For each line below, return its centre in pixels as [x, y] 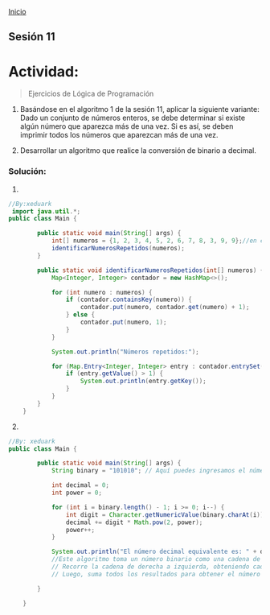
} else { [80, 315]
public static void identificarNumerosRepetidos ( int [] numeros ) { [151, 270]
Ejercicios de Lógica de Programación [91, 94]
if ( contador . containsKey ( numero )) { [129, 300]
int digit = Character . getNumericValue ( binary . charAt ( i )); [166, 514]
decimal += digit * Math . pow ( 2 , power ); [134, 522]
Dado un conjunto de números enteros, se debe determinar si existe [133, 118]
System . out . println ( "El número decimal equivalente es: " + [154, 552]
